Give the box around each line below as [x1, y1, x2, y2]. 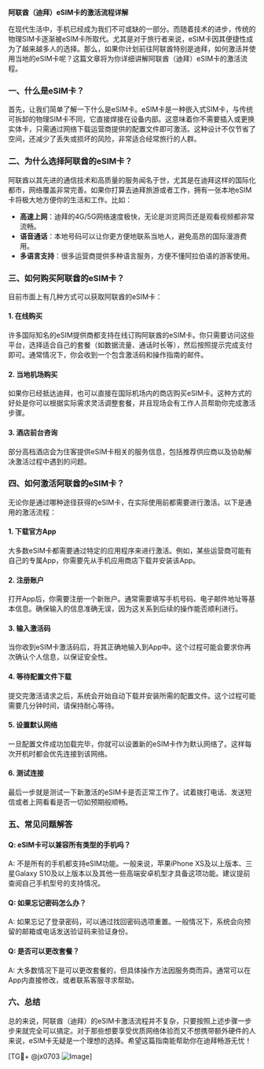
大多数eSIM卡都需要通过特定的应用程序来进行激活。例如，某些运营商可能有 [8, 546, 252, 555]
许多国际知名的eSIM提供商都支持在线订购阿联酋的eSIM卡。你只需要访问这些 [8, 331, 255, 340]
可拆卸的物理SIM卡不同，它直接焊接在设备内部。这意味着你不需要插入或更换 [8, 114, 255, 124]
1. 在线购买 [8, 311, 43, 321]
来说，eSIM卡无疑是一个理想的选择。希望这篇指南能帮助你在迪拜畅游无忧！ [8, 1035, 252, 1045]
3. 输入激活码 [8, 623, 51, 633]
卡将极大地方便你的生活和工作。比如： [8, 194, 132, 204]
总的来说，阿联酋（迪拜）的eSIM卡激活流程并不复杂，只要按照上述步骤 [8, 1015, 238, 1026]
